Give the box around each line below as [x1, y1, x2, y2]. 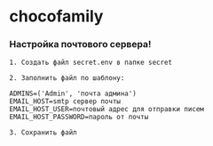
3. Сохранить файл [9, 128, 77, 137]
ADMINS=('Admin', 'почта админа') [9, 89, 138, 99]
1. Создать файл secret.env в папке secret [9, 58, 173, 68]
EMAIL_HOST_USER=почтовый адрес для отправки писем [9, 105, 204, 114]
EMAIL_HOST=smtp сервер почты [9, 97, 122, 106]
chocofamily [9, 6, 104, 27]
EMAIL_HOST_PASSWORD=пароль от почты [9, 113, 149, 122]
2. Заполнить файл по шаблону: [9, 74, 125, 83]
